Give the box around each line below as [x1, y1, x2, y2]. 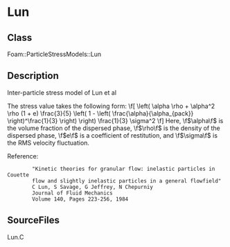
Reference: [7, 152, 39, 160]
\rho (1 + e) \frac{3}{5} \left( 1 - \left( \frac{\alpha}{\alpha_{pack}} [7, 109, 194, 118]
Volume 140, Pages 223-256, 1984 [32, 195, 129, 203]
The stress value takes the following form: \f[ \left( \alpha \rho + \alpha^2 [7, 102, 215, 110]
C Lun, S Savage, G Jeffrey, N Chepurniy [32, 183, 154, 190]
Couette [7, 171, 30, 179]
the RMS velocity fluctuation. [7, 138, 90, 147]
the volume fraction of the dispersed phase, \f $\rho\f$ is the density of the [7, 124, 220, 132]
